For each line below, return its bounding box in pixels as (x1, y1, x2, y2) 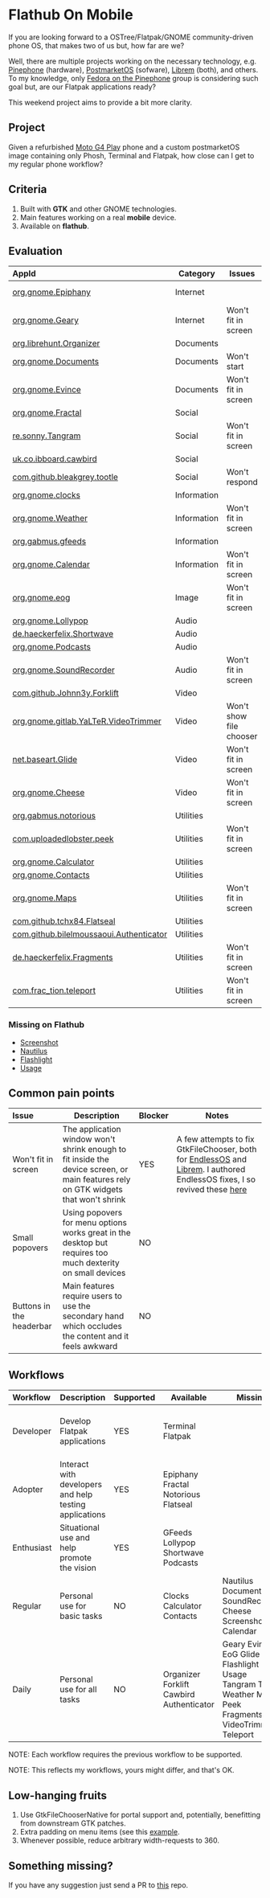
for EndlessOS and (176, 1154, 247, 1165)
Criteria (8, 182, 47, 196)
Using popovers (62, 1207, 123, 1219)
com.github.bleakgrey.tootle (12, 472, 119, 483)
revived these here (176, 1184, 247, 1195)
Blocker (138, 1110, 169, 1121)
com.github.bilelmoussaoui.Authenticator (12, 929, 167, 940)
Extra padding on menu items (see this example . (19, 1827, 180, 1837)
